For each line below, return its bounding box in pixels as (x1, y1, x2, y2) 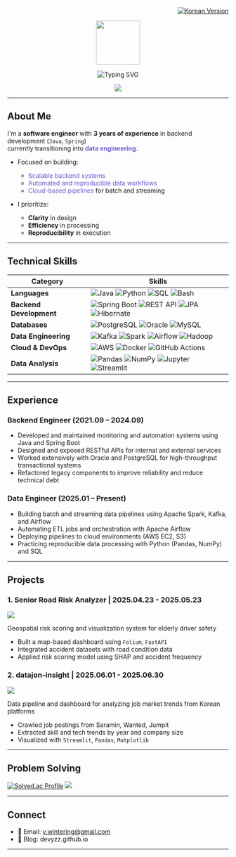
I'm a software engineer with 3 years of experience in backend (7, 129, 192, 137)
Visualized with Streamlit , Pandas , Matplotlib (17, 735, 149, 744)
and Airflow (17, 517, 51, 525)
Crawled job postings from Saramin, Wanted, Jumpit (17, 721, 169, 729)
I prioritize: (17, 200, 49, 208)
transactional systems (17, 461, 81, 470)
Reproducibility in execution (27, 228, 111, 237)
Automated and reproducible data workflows (27, 179, 157, 187)
